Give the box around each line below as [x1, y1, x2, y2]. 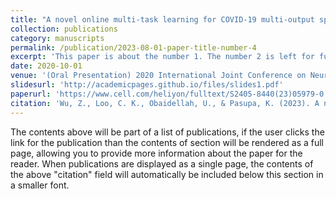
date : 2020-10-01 [10, 61, 83, 71]
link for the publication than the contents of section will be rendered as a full [10, 136, 324, 148]
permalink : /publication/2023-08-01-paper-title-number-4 [10, 42, 257, 53]
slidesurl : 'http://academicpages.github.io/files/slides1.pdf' [10, 80, 284, 90]
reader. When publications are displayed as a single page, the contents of [10, 157, 314, 170]
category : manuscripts [10, 33, 105, 43]
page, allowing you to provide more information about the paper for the [10, 147, 303, 159]
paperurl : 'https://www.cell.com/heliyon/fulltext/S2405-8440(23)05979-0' [10, 89, 329, 99]
